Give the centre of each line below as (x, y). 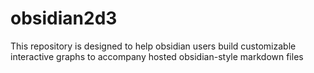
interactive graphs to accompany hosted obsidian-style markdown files (157, 56)
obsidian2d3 (64, 18)
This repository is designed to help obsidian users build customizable (153, 46)
